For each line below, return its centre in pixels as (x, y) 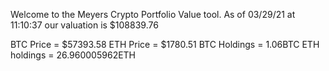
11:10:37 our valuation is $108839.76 (84, 25)
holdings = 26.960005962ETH (73, 55)
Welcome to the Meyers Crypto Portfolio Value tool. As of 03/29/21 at (153, 14)
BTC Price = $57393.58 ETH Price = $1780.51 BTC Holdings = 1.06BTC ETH (165, 44)
